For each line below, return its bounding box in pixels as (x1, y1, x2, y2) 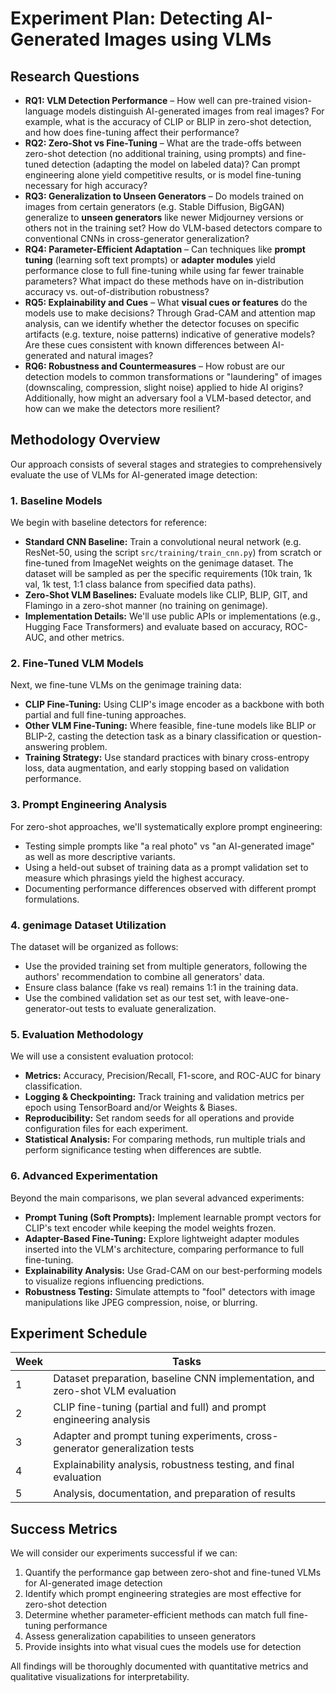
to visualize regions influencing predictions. (24, 1275, 205, 1287)
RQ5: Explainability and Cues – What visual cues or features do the (24, 297, 308, 308)
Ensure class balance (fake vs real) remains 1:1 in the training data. (24, 982, 299, 993)
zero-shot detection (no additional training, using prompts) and (24, 148, 285, 159)
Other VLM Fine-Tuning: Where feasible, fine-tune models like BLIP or (24, 720, 317, 732)
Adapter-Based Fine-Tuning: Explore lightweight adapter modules (24, 1232, 300, 1244)
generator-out (24, 1003, 83, 1014)
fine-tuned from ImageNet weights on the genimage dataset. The (24, 557, 294, 569)
